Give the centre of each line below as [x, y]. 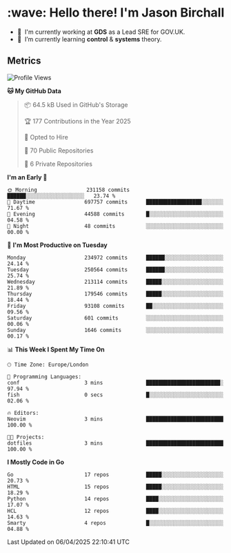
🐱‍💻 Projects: [26, 437]
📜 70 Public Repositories [59, 151]
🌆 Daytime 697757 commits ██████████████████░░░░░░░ [115, 202]
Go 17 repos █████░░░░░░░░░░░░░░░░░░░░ [115, 474]
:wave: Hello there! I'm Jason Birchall [116, 13]
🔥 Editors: [23, 413]
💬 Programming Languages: [44, 377]
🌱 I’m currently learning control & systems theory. [89, 39]
